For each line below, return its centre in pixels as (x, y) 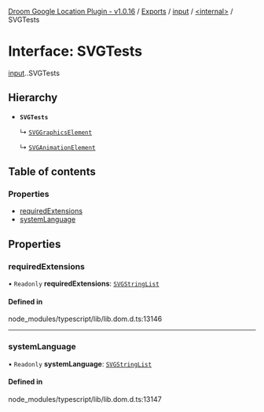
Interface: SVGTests (75, 51)
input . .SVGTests (34, 73)
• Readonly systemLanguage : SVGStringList (80, 363)
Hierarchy (33, 98)
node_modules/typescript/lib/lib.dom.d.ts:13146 (85, 319)
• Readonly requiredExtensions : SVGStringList (84, 284)
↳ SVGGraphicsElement (56, 132)
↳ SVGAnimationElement (57, 147)
